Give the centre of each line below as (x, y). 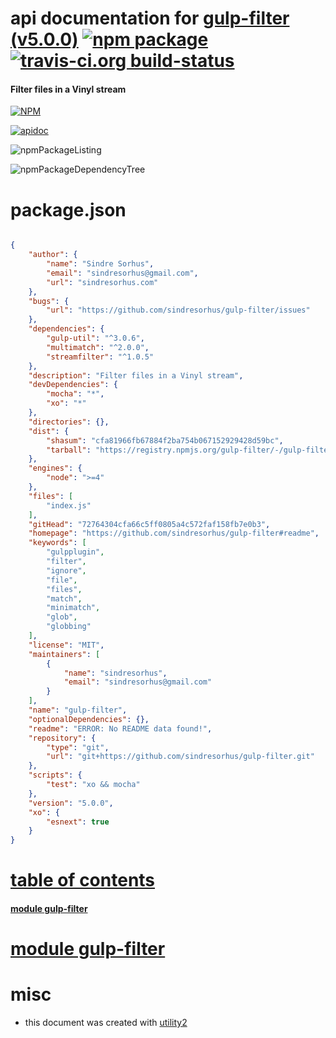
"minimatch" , (73, 608)
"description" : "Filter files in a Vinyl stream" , (136, 375)
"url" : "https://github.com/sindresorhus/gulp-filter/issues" (178, 310)
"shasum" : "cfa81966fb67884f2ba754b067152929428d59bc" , (165, 440)
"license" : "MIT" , (66, 645)
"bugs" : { (49, 301)
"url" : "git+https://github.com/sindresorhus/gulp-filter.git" (180, 757)
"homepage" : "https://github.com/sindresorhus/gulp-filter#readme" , (174, 533)
